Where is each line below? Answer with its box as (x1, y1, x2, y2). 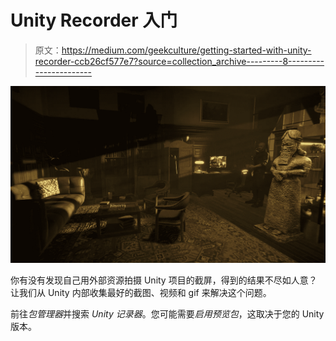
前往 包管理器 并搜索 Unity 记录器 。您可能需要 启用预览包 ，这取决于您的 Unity (10, 308, 325, 320)
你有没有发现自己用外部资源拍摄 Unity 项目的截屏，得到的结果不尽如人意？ (10, 274, 318, 286)
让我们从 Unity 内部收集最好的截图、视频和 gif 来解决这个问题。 (10, 287, 272, 299)
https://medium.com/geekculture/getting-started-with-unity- (61, 44, 312, 56)
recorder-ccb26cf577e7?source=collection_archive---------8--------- (34, 55, 325, 67)
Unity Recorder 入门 (10, 9, 178, 32)
